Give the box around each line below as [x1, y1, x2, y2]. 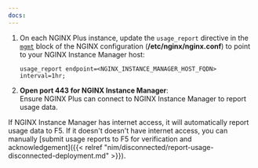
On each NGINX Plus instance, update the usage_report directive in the [19, 33, 249, 42]
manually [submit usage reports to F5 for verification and [8, 134, 192, 144]
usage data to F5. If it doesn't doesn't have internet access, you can [8, 126, 228, 135]
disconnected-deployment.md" [8, 151, 110, 160]
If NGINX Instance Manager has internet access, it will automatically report [8, 117, 249, 126]
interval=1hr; [19, 71, 66, 79]
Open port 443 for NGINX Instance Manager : [19, 86, 169, 95]
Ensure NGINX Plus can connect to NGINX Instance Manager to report [19, 93, 247, 103]
